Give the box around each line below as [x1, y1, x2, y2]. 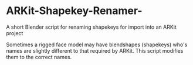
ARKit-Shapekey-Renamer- [6, 4, 143, 18]
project [6, 29, 23, 36]
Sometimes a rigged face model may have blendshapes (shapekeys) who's [6, 41, 188, 48]
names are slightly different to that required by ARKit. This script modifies [6, 47, 184, 54]
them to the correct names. [6, 53, 72, 60]
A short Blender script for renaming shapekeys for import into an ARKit [6, 23, 177, 30]
